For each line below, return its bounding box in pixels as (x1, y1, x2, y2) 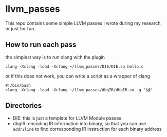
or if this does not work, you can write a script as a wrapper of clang (5, 73, 151, 79)
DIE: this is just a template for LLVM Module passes (12, 115, 122, 121)
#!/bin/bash (5, 83, 31, 88)
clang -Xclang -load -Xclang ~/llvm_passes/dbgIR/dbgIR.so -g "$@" (5, 87, 153, 92)
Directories (5, 101, 42, 110)
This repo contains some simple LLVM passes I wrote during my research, (5, 20, 162, 26)
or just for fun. (5, 25, 36, 31)
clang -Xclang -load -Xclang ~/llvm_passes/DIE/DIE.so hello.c (5, 64, 144, 69)
